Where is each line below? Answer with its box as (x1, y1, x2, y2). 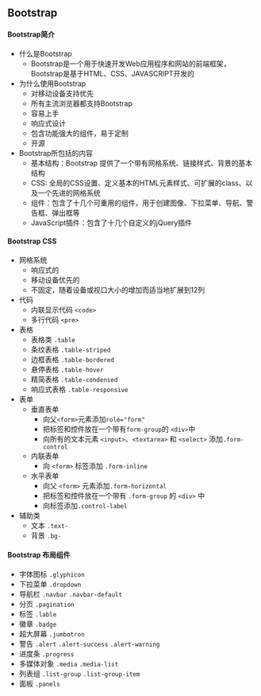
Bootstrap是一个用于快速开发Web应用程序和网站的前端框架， (30, 59, 231, 68)
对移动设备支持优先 (30, 88, 94, 98)
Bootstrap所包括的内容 (18, 148, 93, 157)
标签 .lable (18, 609, 57, 619)
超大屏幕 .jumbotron (18, 629, 85, 639)
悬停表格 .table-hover (30, 364, 104, 374)
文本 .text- (30, 520, 69, 530)
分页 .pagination (18, 600, 75, 609)
